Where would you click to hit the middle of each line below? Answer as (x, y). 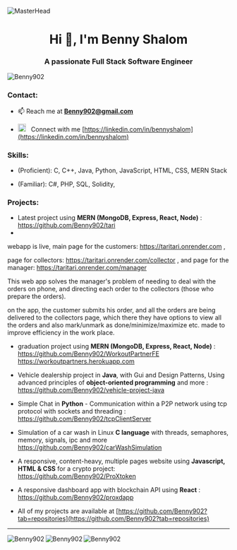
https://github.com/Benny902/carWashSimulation (90, 447)
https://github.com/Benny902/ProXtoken (77, 476)
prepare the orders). (37, 296)
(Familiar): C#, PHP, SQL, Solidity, (66, 185)
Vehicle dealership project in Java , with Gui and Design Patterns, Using (121, 375)
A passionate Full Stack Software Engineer (119, 62)
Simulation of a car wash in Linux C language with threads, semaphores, (123, 433)
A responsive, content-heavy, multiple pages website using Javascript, (121, 461)
